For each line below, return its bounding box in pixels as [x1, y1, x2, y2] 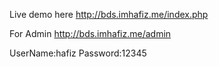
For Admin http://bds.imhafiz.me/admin [9, 28, 172, 39]
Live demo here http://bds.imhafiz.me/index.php [9, 9, 209, 20]
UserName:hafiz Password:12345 [9, 47, 147, 59]
